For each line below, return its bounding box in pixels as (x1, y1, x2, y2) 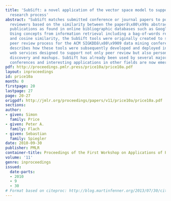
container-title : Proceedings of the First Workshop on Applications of (5, 150, 163, 155)
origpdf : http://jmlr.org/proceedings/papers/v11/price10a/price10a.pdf (5, 98, 163, 103)
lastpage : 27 (5, 88, 33, 94)
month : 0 (5, 79, 24, 84)
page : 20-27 (5, 93, 31, 98)
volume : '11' (5, 155, 33, 160)
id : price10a (5, 74, 33, 79)
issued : (5, 164, 22, 169)
